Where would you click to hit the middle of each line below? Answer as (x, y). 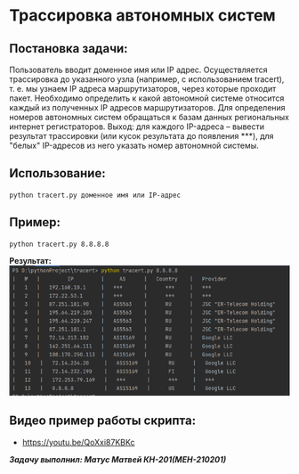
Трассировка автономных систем (142, 16)
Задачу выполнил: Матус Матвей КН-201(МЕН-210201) (118, 459)
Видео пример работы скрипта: (103, 421)
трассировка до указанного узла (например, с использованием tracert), (147, 79)
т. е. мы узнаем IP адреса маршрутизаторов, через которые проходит (143, 89)
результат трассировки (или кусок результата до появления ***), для (141, 136)
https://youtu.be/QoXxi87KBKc (78, 442)
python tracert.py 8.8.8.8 (59, 244)
